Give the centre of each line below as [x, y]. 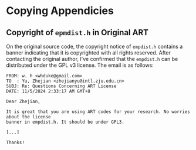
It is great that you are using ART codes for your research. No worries [98, 112]
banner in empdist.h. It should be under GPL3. [65, 122]
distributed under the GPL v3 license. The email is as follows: [80, 65]
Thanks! [16, 142]
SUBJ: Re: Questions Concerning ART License [61, 86]
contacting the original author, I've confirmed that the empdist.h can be [92, 59]
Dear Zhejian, [23, 101]
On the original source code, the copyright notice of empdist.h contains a [94, 46]
